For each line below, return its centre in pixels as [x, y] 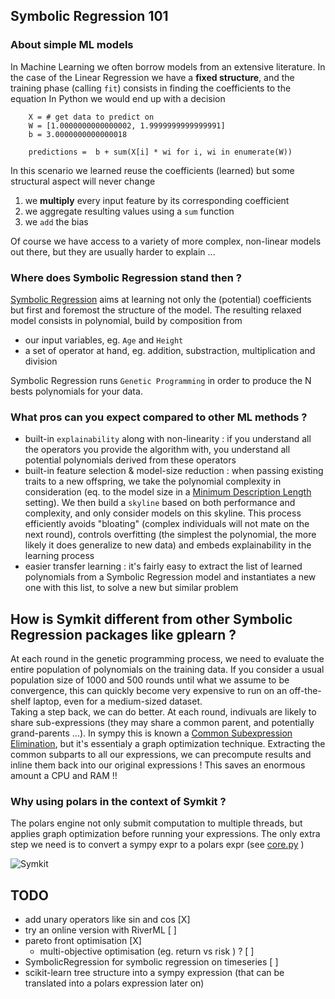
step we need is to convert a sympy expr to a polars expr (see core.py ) [157, 845]
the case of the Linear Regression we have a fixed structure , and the [152, 77]
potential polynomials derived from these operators [130, 460]
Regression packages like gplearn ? [123, 634]
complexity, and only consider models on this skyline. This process [163, 513]
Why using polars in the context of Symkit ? [118, 802]
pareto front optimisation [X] [83, 941]
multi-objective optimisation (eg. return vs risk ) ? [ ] [147, 951]
